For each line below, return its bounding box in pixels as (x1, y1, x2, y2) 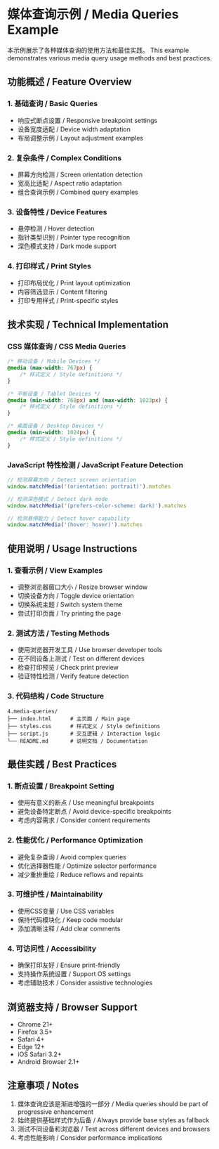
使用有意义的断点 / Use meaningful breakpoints (17, 798, 154, 807)
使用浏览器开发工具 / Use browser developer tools (17, 646, 163, 654)
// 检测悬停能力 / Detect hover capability (7, 514, 130, 522)
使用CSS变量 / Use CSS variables (17, 907, 114, 915)
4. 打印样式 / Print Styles (7, 261, 91, 271)
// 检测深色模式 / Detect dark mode (7, 495, 108, 502)
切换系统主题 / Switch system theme (17, 600, 123, 609)
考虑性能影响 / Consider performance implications (17, 1133, 163, 1142)
